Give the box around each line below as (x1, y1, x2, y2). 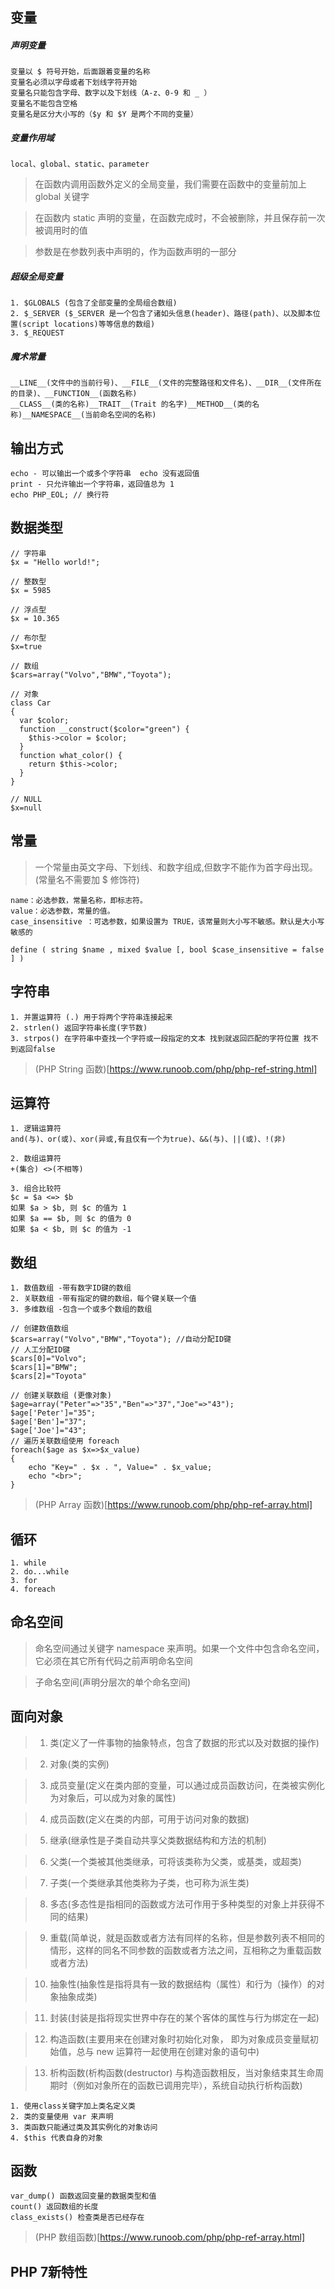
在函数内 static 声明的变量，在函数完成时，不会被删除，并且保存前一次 (34, 212, 326, 224)
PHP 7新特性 (10, 2263, 88, 2280)
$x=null (10, 803, 43, 813)
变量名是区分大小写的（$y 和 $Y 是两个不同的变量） (10, 109, 198, 120)
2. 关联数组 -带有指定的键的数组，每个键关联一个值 (10, 1294, 197, 1304)
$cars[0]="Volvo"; (10, 1354, 87, 1364)
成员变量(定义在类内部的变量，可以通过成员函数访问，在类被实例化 (49, 1779, 325, 1791)
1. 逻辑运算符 (10, 1124, 62, 1134)
